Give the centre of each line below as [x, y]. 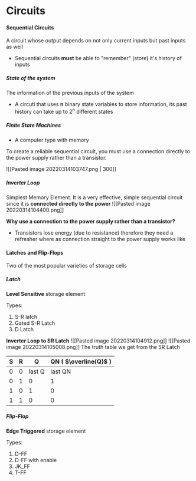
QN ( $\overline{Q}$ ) [81, 362]
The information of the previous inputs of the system [70, 93]
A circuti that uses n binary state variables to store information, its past [101, 104]
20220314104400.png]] [35, 210]
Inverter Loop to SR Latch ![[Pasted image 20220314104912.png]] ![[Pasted [98, 341]
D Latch [24, 330]
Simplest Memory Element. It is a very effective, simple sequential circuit [94, 197]
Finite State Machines [34, 125]
